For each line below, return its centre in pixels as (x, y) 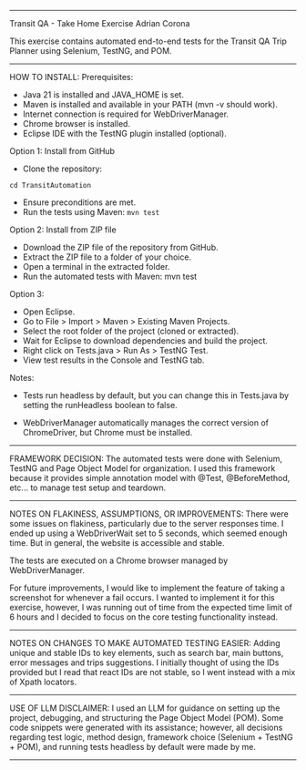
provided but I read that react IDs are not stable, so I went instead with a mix (153, 672)
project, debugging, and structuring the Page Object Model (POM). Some (147, 718)
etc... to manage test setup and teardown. (88, 488)
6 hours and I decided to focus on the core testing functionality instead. (144, 617)
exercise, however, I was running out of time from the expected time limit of (151, 607)
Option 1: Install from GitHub (62, 151)
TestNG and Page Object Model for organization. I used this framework (143, 468)
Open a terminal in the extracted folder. (96, 267)
